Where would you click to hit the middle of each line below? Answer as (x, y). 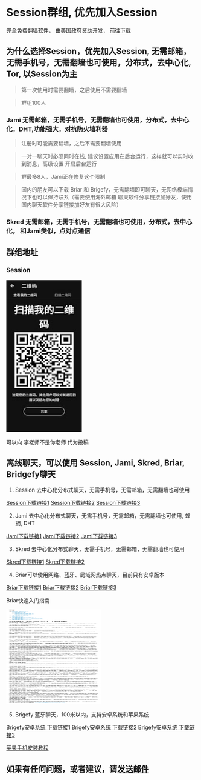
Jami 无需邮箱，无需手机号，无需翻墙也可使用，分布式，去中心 (97, 120)
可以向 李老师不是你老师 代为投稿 (47, 442)
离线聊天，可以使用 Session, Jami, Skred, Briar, (96, 463)
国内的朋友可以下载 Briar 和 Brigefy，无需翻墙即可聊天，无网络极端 (104, 190)
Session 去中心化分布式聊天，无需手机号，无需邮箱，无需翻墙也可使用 (102, 490)
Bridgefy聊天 (31, 474)
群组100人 (33, 102)
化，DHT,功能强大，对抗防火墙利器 (57, 129)
